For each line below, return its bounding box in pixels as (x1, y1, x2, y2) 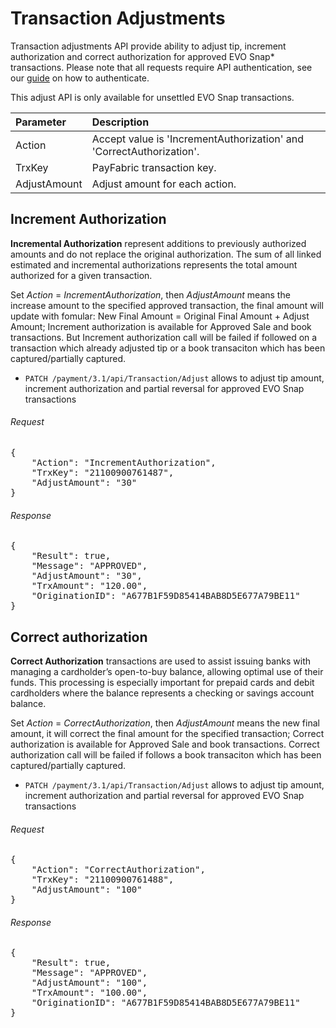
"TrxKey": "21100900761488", (31, 874, 175, 886)
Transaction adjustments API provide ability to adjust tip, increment (10, 40, 287, 52)
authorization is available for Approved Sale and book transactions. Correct (10, 738, 320, 750)
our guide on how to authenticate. (10, 72, 150, 84)
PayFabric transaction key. (91, 160, 217, 174)
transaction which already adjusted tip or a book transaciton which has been (10, 342, 326, 354)
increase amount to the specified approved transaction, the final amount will (10, 299, 324, 311)
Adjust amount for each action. (91, 177, 237, 191)
